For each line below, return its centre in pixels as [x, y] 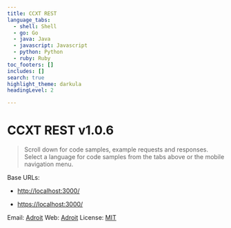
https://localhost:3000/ [50, 205]
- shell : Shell [35, 26]
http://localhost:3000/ [48, 191]
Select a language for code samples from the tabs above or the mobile [124, 157]
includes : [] [26, 71]
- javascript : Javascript [51, 45]
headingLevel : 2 [30, 90]
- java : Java [32, 39]
